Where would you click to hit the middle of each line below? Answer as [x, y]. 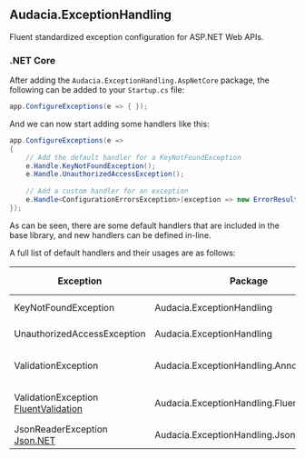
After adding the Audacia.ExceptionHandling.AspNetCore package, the [139, 80]
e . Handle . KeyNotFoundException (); [91, 166]
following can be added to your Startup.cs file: [97, 90]
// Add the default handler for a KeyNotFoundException [134, 157]
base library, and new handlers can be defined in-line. [110, 234]
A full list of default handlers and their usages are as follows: [123, 253]
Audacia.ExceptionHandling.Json [225, 434]
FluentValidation [49, 408]
